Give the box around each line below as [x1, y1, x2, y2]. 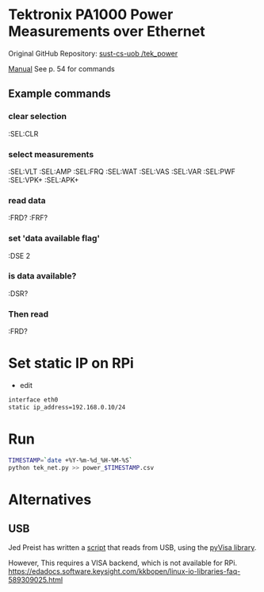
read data [8, 194, 46, 206]
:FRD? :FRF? [8, 213, 48, 223]
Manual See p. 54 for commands [8, 63, 115, 73]
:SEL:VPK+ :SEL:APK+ [8, 175, 79, 184]
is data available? [8, 271, 77, 282]
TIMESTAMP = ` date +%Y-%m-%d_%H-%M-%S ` [8, 456, 133, 464]
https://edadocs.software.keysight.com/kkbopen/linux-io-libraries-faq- [8, 567, 241, 576]
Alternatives [8, 490, 92, 509]
